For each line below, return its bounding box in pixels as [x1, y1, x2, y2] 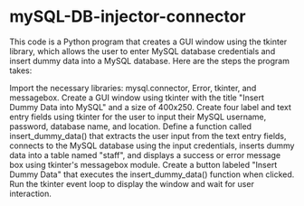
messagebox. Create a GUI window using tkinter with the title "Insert [9, 92, 265, 103]
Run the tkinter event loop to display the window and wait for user [9, 178, 255, 189]
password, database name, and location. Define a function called [9, 120, 252, 132]
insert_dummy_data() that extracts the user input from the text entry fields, [9, 130, 287, 141]
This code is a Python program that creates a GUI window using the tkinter [9, 36, 288, 47]
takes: [9, 65, 33, 76]
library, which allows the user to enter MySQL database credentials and [9, 45, 276, 56]
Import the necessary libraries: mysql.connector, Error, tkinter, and [9, 82, 257, 93]
